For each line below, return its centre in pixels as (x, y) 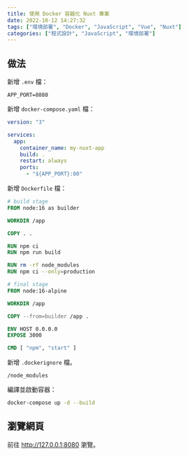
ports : (29, 168)
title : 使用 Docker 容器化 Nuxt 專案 (58, 14)
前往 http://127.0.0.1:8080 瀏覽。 (53, 444)
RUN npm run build (34, 253)
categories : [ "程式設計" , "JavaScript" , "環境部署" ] (81, 33)
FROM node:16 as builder (43, 208)
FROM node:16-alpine (37, 291)
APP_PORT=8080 (28, 95)
